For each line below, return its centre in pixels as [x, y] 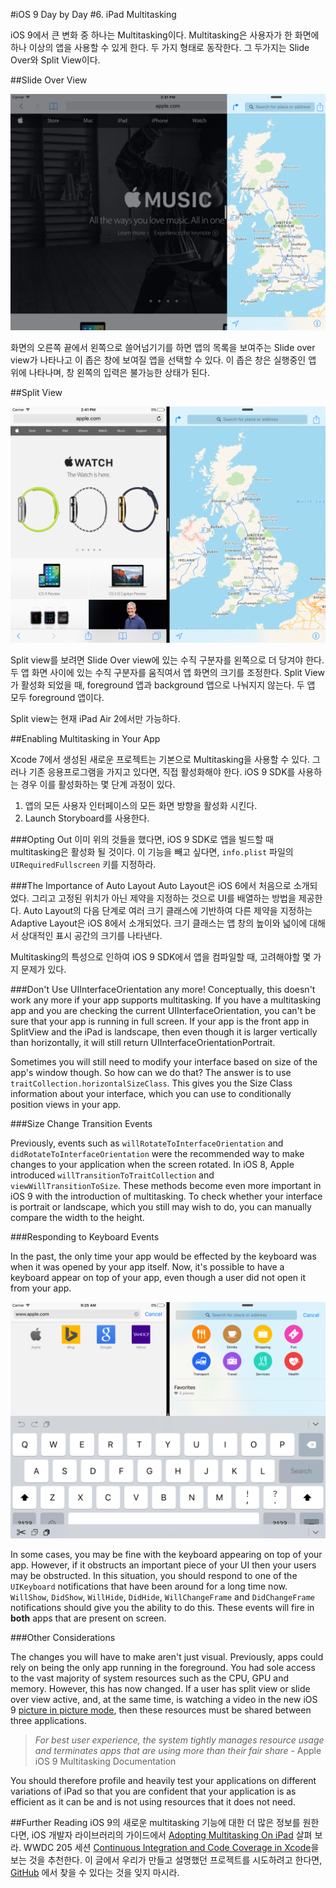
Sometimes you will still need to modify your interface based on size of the [164, 1062]
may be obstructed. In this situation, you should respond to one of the [154, 1575]
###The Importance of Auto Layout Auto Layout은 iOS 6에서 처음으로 [151, 885]
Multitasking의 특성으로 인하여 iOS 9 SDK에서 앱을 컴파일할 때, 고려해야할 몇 [161, 957]
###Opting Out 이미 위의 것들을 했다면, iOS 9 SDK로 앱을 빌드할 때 [142, 839]
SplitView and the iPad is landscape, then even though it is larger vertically [164, 1032]
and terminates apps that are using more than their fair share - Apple [178, 1750]
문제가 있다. [43, 969]
